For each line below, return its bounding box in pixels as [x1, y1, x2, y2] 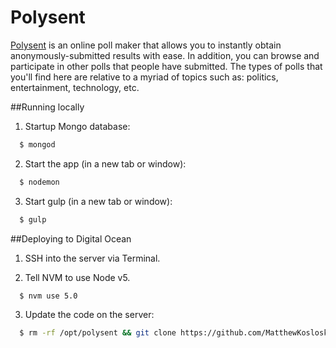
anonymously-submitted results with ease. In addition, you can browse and [10, 49, 320, 61]
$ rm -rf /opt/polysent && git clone [19, 328, 177, 338]
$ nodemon [19, 177, 60, 187]
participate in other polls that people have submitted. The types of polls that [10, 60, 323, 72]
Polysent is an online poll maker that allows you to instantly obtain [10, 39, 282, 51]
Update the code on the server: [24, 309, 155, 321]
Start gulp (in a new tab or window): [24, 195, 173, 207]
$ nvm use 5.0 [19, 291, 78, 301]
